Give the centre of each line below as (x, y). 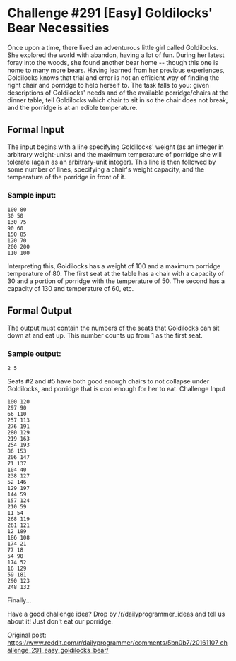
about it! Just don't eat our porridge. (60, 621)
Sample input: (32, 195)
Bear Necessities (58, 28)
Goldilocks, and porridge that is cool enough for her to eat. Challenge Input (117, 389)
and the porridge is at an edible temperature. (72, 107)
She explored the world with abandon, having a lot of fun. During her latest (116, 55)
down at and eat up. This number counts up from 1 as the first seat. (105, 335)
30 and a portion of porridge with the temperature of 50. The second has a (116, 281)
